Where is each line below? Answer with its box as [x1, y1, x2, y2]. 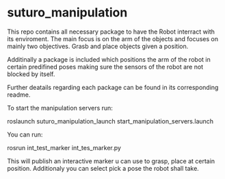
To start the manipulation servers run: [7, 104, 113, 112]
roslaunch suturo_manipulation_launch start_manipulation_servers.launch [7, 117, 214, 125]
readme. [7, 91, 31, 99]
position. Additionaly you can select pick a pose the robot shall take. [7, 164, 200, 172]
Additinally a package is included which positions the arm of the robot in [7, 55, 211, 63]
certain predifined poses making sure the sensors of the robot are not [7, 62, 204, 71]
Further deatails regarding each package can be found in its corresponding [7, 83, 219, 91]
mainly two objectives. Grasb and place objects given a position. [7, 42, 189, 50]
